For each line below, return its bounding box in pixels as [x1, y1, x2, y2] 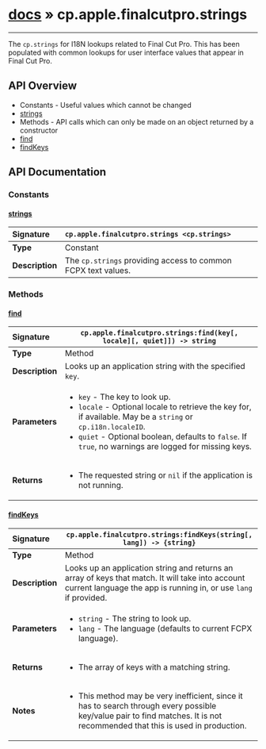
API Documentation [8, 165, 107, 179]
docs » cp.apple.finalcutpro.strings [8, 6, 248, 24]
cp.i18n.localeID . [78, 421, 146, 432]
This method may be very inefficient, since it [78, 690, 243, 701]
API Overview [8, 79, 78, 93]
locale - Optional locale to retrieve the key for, [78, 401, 252, 413]
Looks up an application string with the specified [64, 361, 245, 372]
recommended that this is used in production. [78, 720, 247, 731]
